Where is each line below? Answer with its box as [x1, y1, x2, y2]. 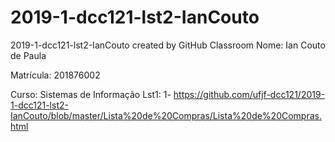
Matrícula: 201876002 [10, 69, 101, 81]
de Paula [10, 49, 47, 61]
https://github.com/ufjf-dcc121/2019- [173, 88, 326, 100]
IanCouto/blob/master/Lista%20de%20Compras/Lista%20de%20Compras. [10, 109, 322, 121]
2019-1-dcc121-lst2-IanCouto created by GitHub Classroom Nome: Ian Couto [10, 39, 326, 51]
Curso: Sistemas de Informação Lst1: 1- [10, 88, 172, 100]
